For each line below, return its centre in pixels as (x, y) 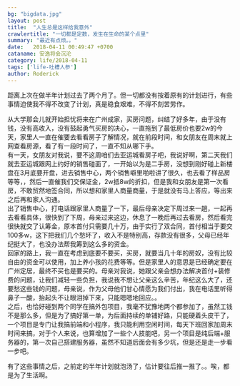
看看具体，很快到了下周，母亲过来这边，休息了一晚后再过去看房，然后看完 (123, 217)
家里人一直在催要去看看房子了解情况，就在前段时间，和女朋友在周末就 (123, 137)
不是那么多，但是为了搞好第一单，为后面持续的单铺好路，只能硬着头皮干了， (120, 315)
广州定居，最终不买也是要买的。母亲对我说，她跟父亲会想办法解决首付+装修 (119, 270)
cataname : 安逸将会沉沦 (39, 54)
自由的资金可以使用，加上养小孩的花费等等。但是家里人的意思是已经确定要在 (120, 262)
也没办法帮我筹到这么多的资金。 (85, 244)
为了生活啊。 (32, 375)
